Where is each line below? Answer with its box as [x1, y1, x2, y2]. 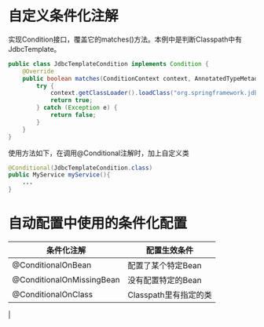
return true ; [49, 96, 93, 104]
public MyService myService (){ [8, 171, 111, 179]
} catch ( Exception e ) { [36, 104, 118, 112]
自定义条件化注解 [8, 7, 119, 25]
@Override [22, 67, 55, 75]
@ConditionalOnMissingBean [12, 274, 120, 285]
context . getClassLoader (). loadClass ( [49, 89, 174, 97]
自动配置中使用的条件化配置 [8, 215, 188, 232]
